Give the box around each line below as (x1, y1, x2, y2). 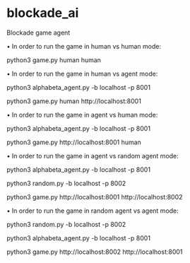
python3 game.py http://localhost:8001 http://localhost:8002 (6, 192, 183, 201)
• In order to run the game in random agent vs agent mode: (6, 206, 179, 215)
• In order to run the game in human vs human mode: (6, 42, 162, 50)
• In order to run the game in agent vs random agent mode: (6, 151, 179, 160)
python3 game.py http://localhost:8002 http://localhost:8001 (6, 247, 183, 256)
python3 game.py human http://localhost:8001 (6, 97, 142, 105)
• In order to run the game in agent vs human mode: (6, 110, 158, 119)
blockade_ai (6, 5, 79, 21)
